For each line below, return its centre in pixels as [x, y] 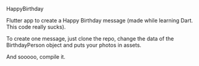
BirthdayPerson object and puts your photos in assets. [74, 45]
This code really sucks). [36, 27]
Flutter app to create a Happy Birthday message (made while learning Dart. [100, 20]
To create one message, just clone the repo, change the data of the [90, 38]
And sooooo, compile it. [36, 57]
